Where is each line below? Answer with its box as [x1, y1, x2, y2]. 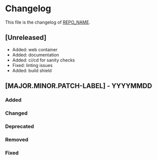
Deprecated [5, 123, 35, 129]
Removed [5, 136, 29, 143]
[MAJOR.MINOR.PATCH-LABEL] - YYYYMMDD [5, 82, 152, 90]
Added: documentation [12, 52, 59, 58]
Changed [5, 109, 28, 116]
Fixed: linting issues [12, 62, 53, 68]
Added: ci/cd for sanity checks [12, 57, 75, 63]
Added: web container [12, 46, 58, 52]
